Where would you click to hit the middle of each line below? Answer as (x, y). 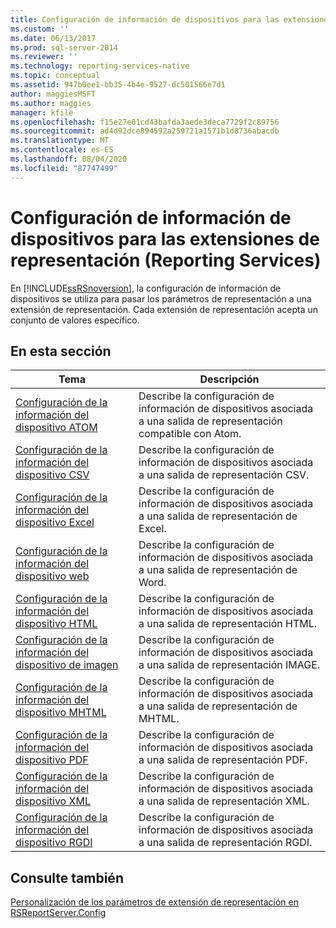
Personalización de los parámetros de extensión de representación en (154, 902)
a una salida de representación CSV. (224, 475)
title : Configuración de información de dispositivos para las (145, 19)
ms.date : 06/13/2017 (53, 38)
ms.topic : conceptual (55, 76)
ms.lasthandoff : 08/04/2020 (69, 159)
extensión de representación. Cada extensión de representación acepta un (164, 309)
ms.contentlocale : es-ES (62, 150)
